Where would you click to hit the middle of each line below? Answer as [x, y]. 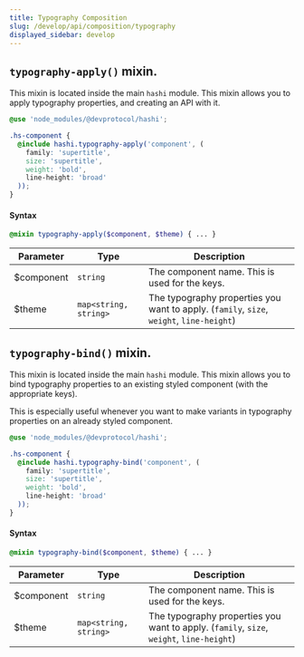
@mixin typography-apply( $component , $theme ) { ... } [113, 235]
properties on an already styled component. [91, 420]
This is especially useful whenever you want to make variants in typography [151, 411]
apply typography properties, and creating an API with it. [115, 103]
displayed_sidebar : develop [62, 34]
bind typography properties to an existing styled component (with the [139, 384]
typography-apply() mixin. [84, 71]
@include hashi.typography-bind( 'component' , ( [109, 462]
